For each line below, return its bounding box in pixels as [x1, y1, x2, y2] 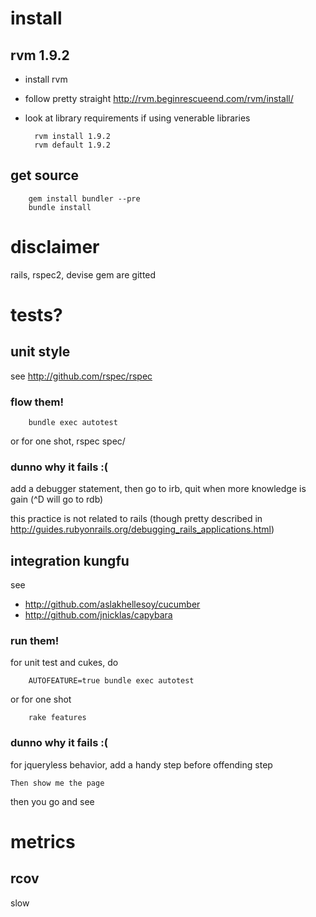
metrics [10, 830, 76, 853]
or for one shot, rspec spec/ [10, 435, 126, 447]
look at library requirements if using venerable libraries [24, 112, 251, 124]
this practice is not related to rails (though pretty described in [10, 513, 263, 525]
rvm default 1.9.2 [34, 140, 111, 150]
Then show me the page [10, 778, 105, 788]
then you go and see [10, 795, 95, 807]
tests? [10, 303, 63, 326]
